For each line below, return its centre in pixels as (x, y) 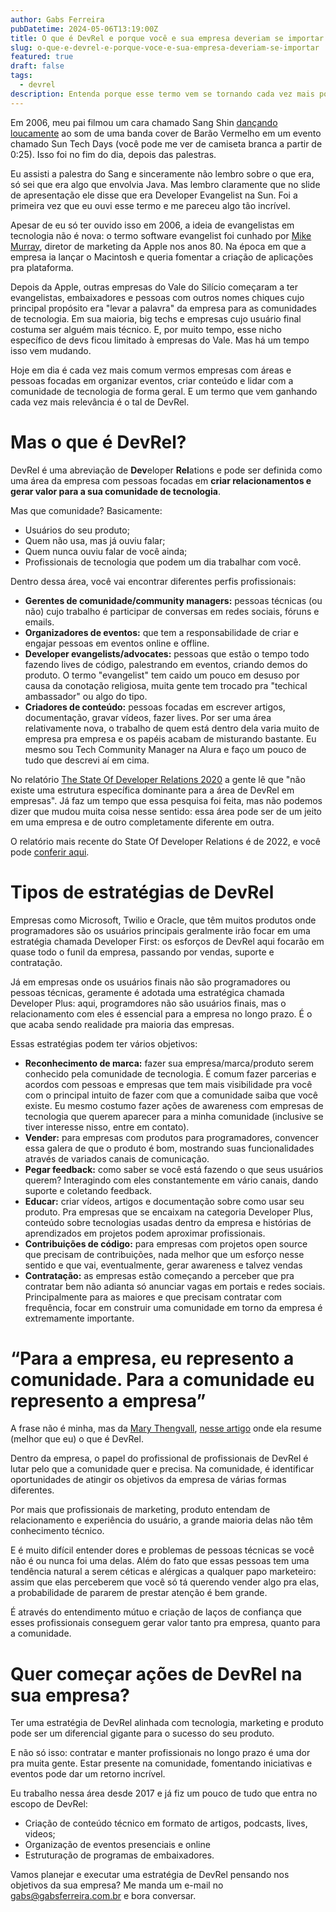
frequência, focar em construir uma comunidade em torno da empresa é (173, 1307)
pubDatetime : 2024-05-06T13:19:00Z (84, 29)
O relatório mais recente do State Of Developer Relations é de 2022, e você (165, 841)
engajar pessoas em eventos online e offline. (117, 643)
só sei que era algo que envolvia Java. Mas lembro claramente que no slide (165, 184)
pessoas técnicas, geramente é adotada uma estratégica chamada (147, 992)
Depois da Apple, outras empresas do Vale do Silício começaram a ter (154, 287)
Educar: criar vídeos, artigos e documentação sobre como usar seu (164, 1201)
